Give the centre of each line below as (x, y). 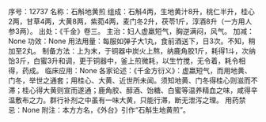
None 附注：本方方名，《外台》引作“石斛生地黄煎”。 (106, 110)
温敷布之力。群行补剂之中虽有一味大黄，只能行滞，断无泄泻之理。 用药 (123, 100)
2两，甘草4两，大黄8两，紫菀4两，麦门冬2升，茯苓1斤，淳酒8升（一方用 (127, 21)
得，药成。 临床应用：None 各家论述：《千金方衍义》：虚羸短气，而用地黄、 (130, 70)
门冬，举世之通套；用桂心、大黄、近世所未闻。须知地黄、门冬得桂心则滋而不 (133, 80)
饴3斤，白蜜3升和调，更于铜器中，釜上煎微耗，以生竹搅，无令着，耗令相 (127, 61)
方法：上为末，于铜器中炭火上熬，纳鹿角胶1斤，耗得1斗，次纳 (156, 51)
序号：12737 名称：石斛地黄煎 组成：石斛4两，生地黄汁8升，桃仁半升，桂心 (132, 11)
